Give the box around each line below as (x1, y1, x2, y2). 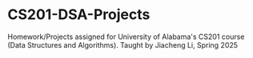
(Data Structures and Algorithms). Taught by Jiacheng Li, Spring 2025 (7, 40, 238, 49)
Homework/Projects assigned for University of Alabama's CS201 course (7, 32, 245, 41)
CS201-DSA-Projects (7, 6, 151, 24)
